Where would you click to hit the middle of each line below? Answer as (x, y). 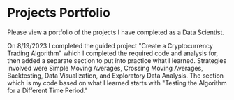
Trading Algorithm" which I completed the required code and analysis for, (113, 53)
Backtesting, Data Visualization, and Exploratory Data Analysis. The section (116, 76)
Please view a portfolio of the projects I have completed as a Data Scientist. (116, 32)
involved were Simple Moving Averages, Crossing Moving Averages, (105, 68)
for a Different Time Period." (48, 90)
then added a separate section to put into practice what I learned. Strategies (117, 60)
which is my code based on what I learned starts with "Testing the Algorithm (117, 83)
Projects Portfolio (59, 13)
